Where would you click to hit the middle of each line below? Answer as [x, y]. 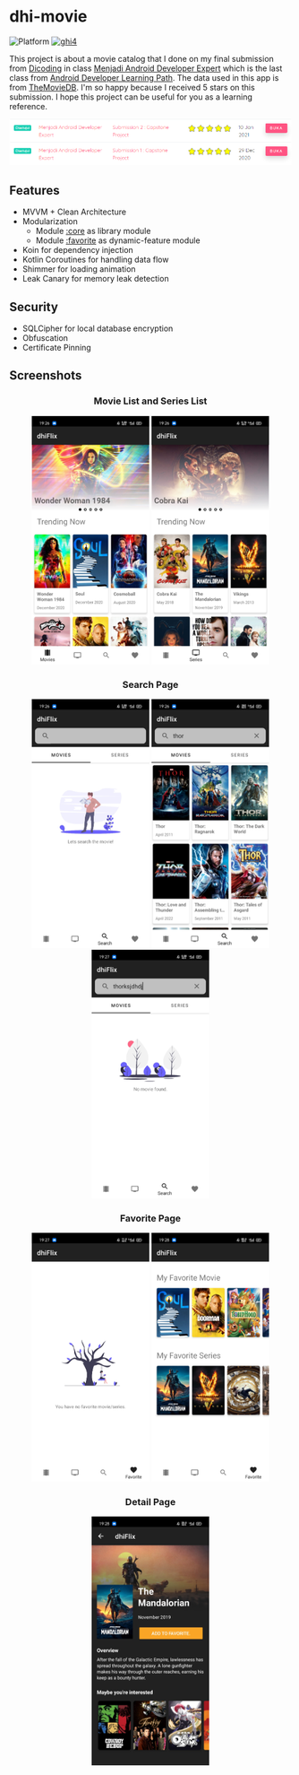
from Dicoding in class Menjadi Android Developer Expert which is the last [146, 68]
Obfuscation [45, 338]
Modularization [50, 222]
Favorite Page [150, 1219]
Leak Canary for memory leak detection [95, 279]
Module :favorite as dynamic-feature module [118, 240]
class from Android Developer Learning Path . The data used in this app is [144, 77]
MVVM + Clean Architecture [74, 212]
